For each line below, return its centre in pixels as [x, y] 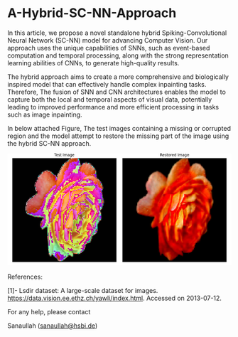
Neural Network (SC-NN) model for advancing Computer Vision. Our [108, 40]
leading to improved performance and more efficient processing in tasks [113, 107]
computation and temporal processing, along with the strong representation [118, 55]
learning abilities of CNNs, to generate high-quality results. [93, 63]
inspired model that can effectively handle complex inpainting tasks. [107, 84]
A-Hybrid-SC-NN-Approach [92, 13]
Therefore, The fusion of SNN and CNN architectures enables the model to [117, 92]
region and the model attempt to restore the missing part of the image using [118, 136]
